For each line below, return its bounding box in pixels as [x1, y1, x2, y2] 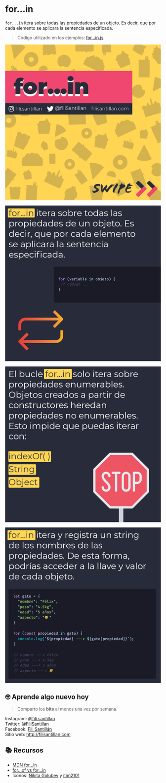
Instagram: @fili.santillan [5, 715, 55, 721]
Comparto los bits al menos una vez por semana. [17, 706, 118, 712]
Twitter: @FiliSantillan [5, 721, 49, 727]
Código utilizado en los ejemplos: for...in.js [17, 35, 104, 41]
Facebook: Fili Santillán [5, 726, 52, 732]
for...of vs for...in [12, 767, 46, 773]
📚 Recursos [5, 746, 43, 755]
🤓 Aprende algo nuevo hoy [5, 693, 89, 701]
